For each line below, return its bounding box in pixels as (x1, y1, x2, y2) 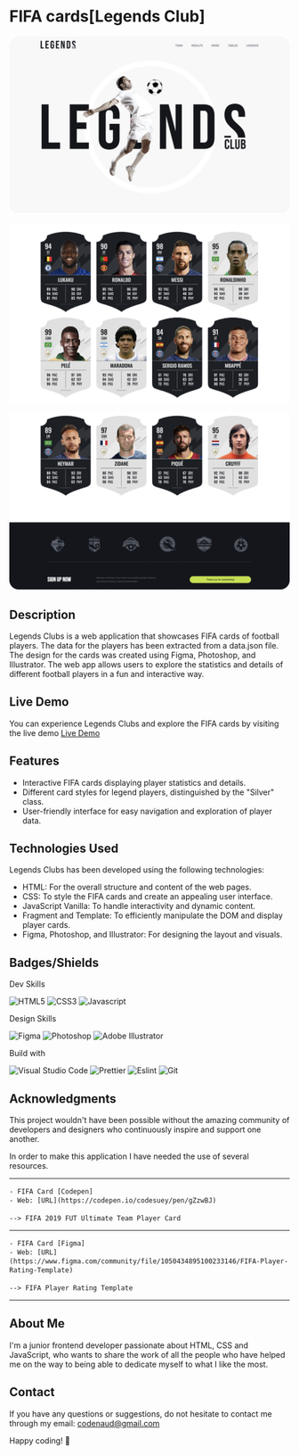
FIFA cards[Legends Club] (9, 6, 206, 27)
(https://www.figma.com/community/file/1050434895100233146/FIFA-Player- (9, 1257, 289, 1266)
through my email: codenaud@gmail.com (9, 1418, 160, 1428)
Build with (9, 1048, 46, 1059)
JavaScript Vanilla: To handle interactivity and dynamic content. (21, 901, 256, 912)
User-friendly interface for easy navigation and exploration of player (21, 806, 273, 816)
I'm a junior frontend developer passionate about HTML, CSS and (9, 1340, 249, 1351)
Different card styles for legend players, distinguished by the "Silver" (21, 787, 275, 798)
